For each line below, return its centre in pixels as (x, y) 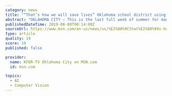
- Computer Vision (30, 86)
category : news (21, 10)
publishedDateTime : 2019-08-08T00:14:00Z (50, 24)
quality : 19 (18, 39)
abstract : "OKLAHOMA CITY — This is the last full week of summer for (82, 19)
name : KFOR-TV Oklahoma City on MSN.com (53, 62)
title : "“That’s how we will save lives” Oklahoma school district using (86, 15)
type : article (20, 34)
